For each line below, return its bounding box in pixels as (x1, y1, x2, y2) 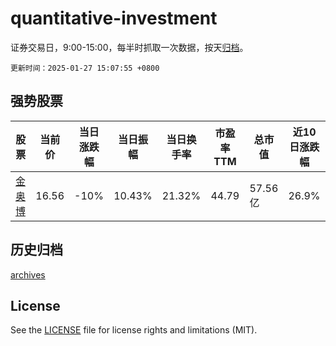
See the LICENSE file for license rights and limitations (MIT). (10, 324, 258, 336)
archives (10, 268, 46, 281)
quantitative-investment (10, 7, 218, 30)
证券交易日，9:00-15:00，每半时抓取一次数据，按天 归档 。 (10, 41, 249, 53)
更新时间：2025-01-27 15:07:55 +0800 (10, 63, 160, 73)
